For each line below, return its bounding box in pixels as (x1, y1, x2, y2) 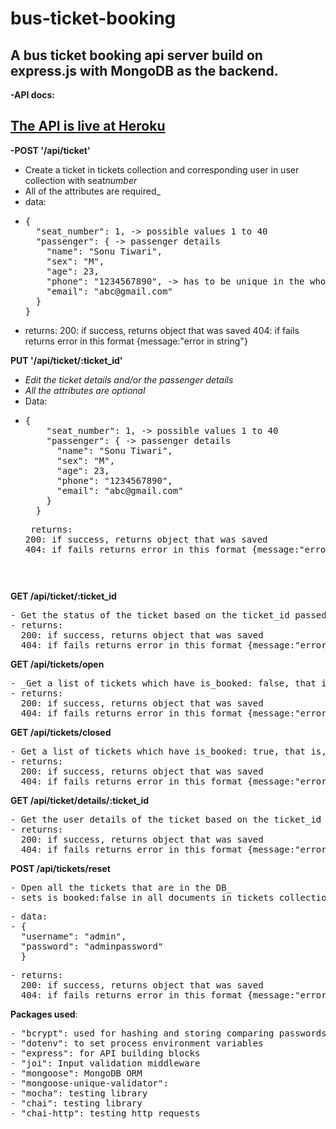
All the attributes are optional (24, 384, 146, 396)
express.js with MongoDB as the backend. (10, 62, 279, 79)
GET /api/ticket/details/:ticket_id (10, 794, 150, 806)
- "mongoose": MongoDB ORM (10, 1067, 143, 1079)
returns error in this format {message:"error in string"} (24, 335, 248, 347)
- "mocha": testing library (10, 1087, 148, 1099)
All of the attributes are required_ (24, 185, 161, 197)
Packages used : (10, 1008, 78, 1020)
